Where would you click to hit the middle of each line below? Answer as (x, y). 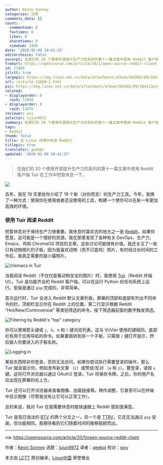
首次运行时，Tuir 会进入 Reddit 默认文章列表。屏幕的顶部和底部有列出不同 (79, 298)
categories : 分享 (22, 14)
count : (12, 23)
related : (14, 91)
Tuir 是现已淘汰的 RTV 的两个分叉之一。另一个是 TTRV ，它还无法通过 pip (78, 417)
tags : (10, 127)
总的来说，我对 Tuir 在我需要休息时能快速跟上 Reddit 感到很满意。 (71, 407)
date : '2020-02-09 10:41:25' (34, 50)
